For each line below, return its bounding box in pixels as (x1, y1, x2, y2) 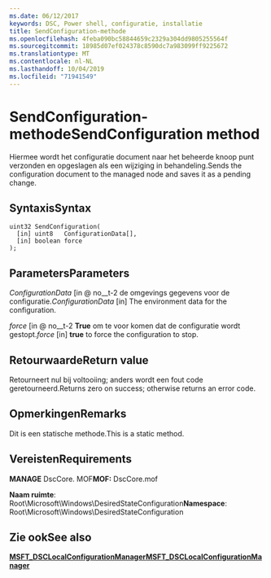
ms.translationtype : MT (9, 50, 90, 58)
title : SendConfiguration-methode (9, 27, 127, 35)
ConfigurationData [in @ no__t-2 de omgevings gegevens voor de (9, 288, 230, 298)
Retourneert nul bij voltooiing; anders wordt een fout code (9, 375, 203, 384)
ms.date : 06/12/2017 (9, 11, 80, 20)
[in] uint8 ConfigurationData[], (16, 230, 138, 239)
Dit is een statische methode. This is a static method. (9, 428, 185, 438)
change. (9, 177, 37, 187)
